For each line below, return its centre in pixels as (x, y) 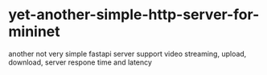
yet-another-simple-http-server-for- (134, 15)
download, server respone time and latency (80, 62)
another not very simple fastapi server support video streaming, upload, (127, 53)
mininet (34, 32)
